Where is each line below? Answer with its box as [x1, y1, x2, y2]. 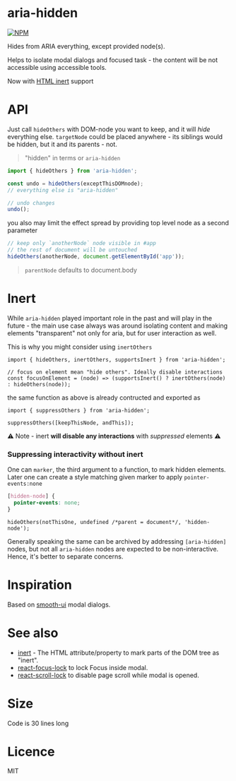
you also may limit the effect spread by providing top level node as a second [7, 219, 230, 227]
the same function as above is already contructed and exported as [7, 393, 201, 402]
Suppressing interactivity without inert [7, 449, 143, 459]
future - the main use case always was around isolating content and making [7, 321, 228, 330]
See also [7, 625, 59, 640]
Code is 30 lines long [7, 719, 69, 727]
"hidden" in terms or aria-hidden [24, 153, 121, 162]
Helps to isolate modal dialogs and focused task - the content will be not [7, 55, 218, 64]
